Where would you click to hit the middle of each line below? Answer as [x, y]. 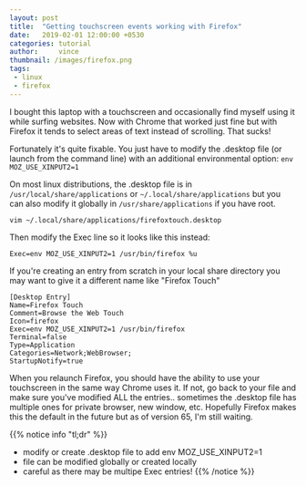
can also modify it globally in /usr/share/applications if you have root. [143, 203]
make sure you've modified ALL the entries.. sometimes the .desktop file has [153, 397]
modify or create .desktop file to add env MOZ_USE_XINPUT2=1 [142, 451]
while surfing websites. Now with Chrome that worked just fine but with [143, 121]
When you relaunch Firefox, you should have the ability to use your [135, 377]
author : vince [44, 52]
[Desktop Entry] [40, 297]
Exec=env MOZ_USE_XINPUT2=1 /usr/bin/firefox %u [103, 253]
